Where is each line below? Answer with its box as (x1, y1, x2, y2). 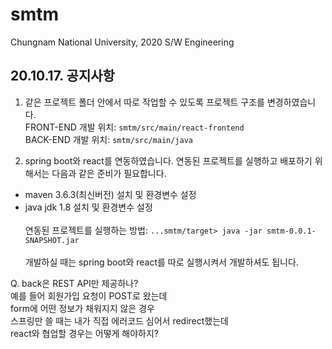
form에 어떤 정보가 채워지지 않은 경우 (10, 302, 155, 314)
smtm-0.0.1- (266, 226, 317, 236)
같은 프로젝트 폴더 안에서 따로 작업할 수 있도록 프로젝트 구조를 (24, 96, 265, 108)
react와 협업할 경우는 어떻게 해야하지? (10, 327, 160, 339)
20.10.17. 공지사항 (10, 68, 115, 85)
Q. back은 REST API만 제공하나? (10, 277, 139, 289)
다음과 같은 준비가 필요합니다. (51, 167, 167, 179)
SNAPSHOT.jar (24, 235, 80, 245)
